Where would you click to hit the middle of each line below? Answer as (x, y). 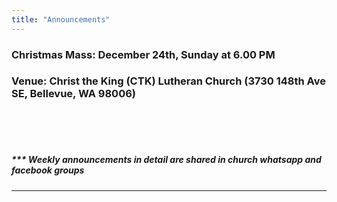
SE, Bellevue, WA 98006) (73, 94)
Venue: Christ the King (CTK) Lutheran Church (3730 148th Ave (168, 81)
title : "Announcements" (61, 19)
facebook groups (48, 170)
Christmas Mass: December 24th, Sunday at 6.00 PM (143, 54)
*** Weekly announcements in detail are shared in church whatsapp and (166, 160)
